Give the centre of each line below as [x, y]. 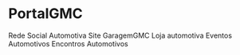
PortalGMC [46, 14]
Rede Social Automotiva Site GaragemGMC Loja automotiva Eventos [120, 35]
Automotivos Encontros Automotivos [69, 43]
